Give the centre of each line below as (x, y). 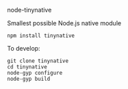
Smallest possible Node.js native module (64, 23)
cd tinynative (27, 67)
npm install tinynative (41, 36)
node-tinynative (29, 10)
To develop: (24, 48)
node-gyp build (29, 79)
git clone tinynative (38, 61)
